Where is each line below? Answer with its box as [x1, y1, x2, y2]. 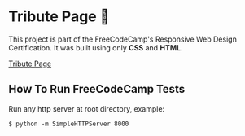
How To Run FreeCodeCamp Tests [8, 82, 186, 96]
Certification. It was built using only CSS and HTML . [8, 42, 183, 52]
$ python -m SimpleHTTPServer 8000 [8, 120, 129, 128]
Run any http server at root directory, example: [8, 103, 165, 113]
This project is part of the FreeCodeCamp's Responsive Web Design [8, 34, 238, 44]
